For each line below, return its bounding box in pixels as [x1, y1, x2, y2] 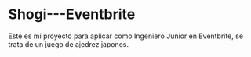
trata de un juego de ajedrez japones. [8, 39, 129, 48]
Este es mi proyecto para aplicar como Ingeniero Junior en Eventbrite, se [8, 31, 244, 41]
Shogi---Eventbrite [8, 5, 136, 23]
